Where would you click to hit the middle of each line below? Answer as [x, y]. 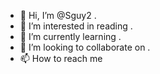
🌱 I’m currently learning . [70, 36]
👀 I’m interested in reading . [76, 26]
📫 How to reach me [61, 58]
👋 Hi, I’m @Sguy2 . [58, 15]
